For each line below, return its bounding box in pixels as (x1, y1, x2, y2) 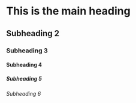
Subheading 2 (6, 28, 60, 39)
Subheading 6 (6, 90, 41, 98)
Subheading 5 (6, 75, 42, 82)
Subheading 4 (6, 61, 42, 69)
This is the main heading (6, 4, 131, 18)
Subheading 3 (6, 46, 48, 55)
